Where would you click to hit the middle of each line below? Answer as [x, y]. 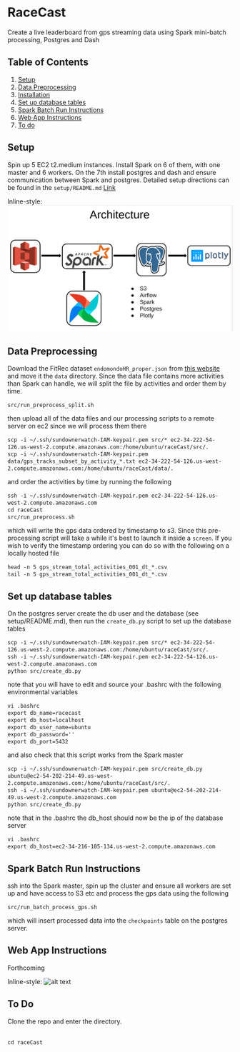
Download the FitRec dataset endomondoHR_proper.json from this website [114, 369]
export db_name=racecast [44, 713]
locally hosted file [33, 553]
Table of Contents [48, 62]
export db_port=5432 [38, 742]
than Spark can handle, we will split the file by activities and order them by [117, 384]
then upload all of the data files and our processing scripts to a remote [111, 419]
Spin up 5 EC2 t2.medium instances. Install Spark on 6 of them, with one [114, 164]
